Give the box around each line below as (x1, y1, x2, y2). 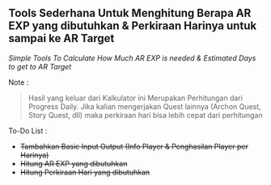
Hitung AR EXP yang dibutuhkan (19, 158, 128, 168)
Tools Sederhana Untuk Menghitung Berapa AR (8, 6, 252, 20)
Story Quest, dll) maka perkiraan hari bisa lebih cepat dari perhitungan (28, 110, 263, 120)
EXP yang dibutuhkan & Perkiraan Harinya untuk (8, 19, 257, 33)
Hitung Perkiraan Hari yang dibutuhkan (19, 167, 150, 177)
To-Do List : (8, 125, 48, 136)
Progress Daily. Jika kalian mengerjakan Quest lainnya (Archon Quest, (28, 101, 261, 111)
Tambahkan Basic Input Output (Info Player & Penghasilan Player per (19, 141, 248, 151)
